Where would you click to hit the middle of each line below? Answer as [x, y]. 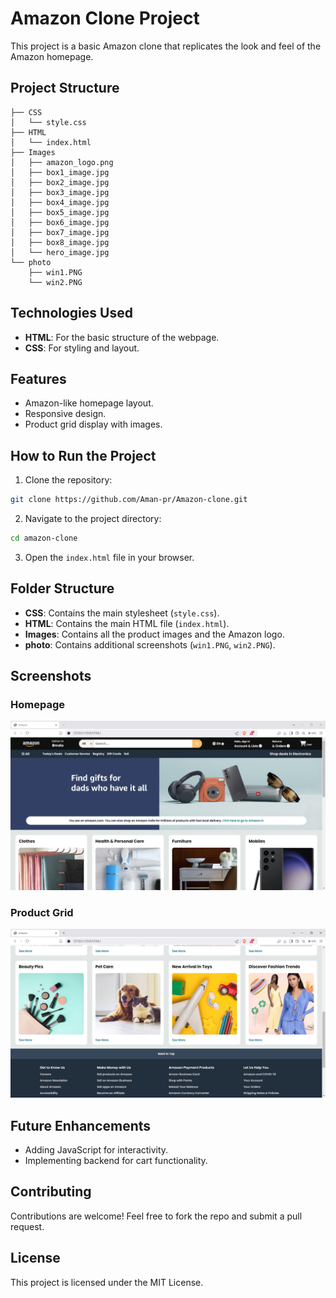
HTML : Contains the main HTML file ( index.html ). [127, 623]
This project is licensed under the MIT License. [107, 1282]
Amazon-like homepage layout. [89, 403]
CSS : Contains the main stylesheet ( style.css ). [122, 613]
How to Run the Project [83, 455]
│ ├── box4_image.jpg [60, 202]
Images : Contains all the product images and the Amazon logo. [154, 634]
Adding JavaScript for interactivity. [96, 1149]
